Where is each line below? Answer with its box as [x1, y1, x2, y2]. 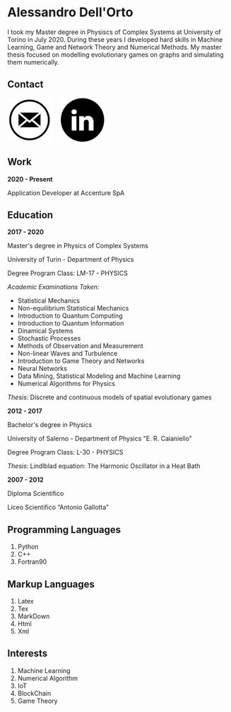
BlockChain [17, 689, 52, 697]
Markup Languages [7, 578, 95, 590]
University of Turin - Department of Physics [7, 255, 134, 264]
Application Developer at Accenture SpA [7, 189, 125, 197]
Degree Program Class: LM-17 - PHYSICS [7, 269, 129, 277]
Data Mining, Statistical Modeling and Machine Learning [17, 372, 181, 380]
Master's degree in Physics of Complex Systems [7, 242, 148, 250]
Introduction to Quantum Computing [17, 311, 123, 320]
